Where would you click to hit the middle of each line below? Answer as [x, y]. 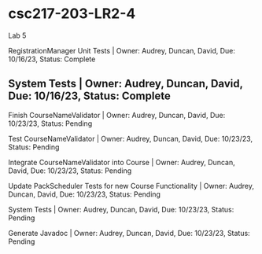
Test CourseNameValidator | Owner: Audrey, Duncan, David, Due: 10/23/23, [131, 138]
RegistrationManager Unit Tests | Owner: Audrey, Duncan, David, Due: [122, 50]
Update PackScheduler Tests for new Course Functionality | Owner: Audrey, [131, 186]
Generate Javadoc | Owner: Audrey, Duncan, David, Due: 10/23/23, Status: [129, 233]
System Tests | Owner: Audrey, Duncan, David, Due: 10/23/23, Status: [121, 209]
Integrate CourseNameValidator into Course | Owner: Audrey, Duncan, [122, 162]
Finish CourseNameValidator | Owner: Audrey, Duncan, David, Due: [117, 115]
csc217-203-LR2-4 [72, 14]
